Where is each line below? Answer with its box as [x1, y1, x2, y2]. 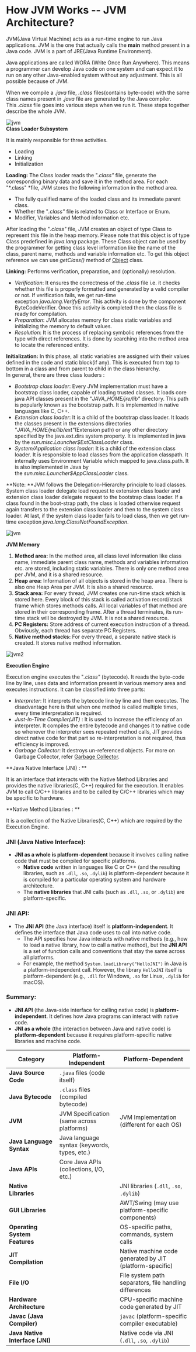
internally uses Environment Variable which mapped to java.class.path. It [14, 457, 189, 464]
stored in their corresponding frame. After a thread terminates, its [14, 608, 172, 615]
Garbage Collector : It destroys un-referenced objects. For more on [14, 746, 175, 754]
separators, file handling [119, 1278, 187, 1286]
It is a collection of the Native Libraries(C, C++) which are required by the [6, 817, 183, 824]
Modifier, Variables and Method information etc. [14, 214, 129, 221]
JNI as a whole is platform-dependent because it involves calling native [14, 851, 188, 858]
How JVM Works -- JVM [6, 4, 127, 17]
